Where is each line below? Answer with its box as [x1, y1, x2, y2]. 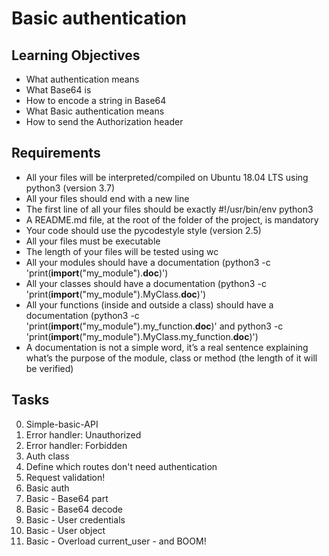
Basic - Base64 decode [25, 503, 124, 515]
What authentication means [25, 73, 140, 85]
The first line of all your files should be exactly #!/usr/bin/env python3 [25, 203, 314, 215]
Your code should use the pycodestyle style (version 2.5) [25, 224, 262, 236]
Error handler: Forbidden [25, 439, 128, 451]
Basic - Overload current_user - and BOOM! [25, 535, 207, 547]
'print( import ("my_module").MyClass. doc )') [25, 288, 207, 300]
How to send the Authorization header [25, 116, 184, 127]
